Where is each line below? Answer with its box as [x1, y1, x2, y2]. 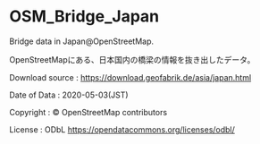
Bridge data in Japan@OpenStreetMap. [9, 36, 155, 47]
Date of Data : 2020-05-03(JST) [9, 89, 129, 100]
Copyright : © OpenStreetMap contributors [9, 106, 168, 117]
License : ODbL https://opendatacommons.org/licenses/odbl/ [9, 123, 235, 135]
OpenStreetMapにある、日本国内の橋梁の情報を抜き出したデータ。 [9, 54, 256, 64]
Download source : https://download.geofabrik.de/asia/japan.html [9, 72, 252, 82]
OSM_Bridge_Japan [9, 6, 159, 27]
